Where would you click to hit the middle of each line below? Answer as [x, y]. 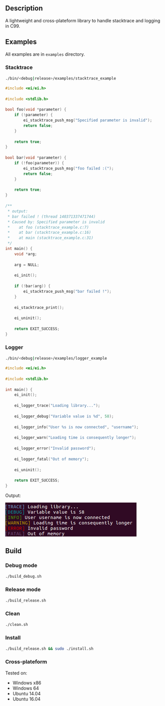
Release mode [23, 589]
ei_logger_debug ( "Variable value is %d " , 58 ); [64, 416]
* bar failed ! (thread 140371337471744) [51, 217]
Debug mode [21, 565]
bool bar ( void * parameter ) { [36, 158]
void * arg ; [26, 254]
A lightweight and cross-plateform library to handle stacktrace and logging [83, 20]
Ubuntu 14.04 [26, 693]
